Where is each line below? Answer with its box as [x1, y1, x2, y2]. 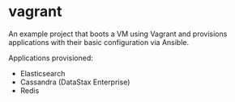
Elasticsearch [19, 68, 66, 78]
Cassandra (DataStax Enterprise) [19, 77, 130, 87]
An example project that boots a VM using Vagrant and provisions [8, 29, 228, 39]
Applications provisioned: [8, 53, 93, 63]
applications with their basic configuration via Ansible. [8, 37, 190, 47]
